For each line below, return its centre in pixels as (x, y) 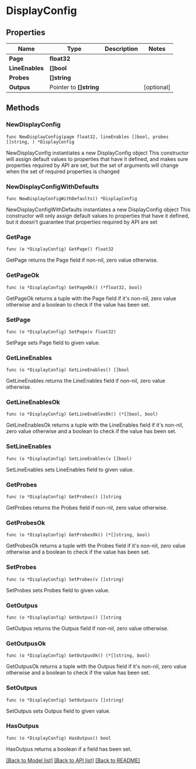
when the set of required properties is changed (63, 171)
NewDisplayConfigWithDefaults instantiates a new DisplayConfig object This (98, 210)
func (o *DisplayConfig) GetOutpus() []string (64, 617)
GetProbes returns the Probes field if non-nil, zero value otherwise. (87, 508)
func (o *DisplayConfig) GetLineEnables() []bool (68, 370)
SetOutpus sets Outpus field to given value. (59, 711)
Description (121, 49)
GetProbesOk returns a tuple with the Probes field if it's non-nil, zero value (96, 546)
